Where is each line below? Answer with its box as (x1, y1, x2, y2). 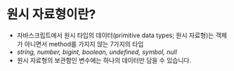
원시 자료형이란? (6, 6, 96, 22)
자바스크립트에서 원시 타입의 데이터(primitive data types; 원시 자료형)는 (16, 31, 214, 39)
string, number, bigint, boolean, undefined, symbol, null (16, 47, 177, 56)
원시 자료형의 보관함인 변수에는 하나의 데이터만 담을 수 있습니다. (16, 56, 191, 64)
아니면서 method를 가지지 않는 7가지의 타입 (24, 39, 144, 48)
